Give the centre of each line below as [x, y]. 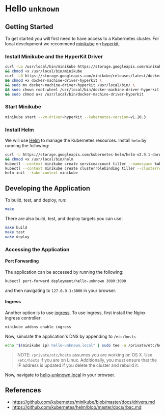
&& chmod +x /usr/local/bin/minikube [44, 71]
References [23, 390]
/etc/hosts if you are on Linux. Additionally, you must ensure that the [87, 360]
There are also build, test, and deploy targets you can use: [64, 218]
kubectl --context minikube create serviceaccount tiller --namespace [79, 164]
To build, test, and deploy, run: [36, 200]
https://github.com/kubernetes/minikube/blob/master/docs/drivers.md [83, 402]
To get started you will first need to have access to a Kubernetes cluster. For [82, 38]
